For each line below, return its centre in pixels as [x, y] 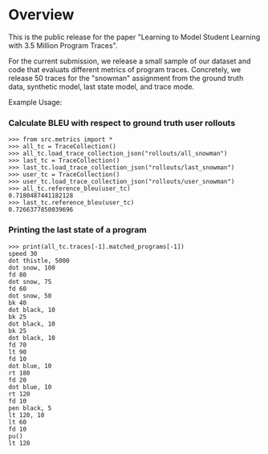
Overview [41, 15]
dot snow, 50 [30, 296]
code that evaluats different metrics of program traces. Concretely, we [125, 69]
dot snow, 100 [32, 268]
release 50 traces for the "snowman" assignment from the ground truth [126, 78]
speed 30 [23, 253]
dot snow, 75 [30, 282]
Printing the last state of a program [77, 230]
